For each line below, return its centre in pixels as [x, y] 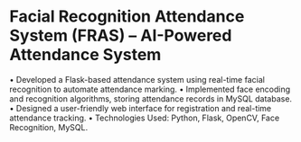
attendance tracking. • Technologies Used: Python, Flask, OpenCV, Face [145, 118]
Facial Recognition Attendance [127, 17]
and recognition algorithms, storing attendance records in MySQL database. [150, 98]
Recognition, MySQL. [49, 127]
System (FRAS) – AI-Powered [121, 35]
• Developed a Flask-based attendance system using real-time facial [137, 79]
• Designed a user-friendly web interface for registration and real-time [141, 108]
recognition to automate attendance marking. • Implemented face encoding [150, 89]
